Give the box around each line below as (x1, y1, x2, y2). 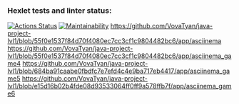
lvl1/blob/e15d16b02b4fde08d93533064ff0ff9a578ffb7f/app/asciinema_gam (7, 82, 232, 91)
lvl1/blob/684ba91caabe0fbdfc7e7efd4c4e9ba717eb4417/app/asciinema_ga (7, 67, 230, 76)
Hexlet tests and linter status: (7, 6, 112, 16)
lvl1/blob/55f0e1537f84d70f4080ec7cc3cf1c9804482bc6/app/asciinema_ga (7, 52, 232, 60)
